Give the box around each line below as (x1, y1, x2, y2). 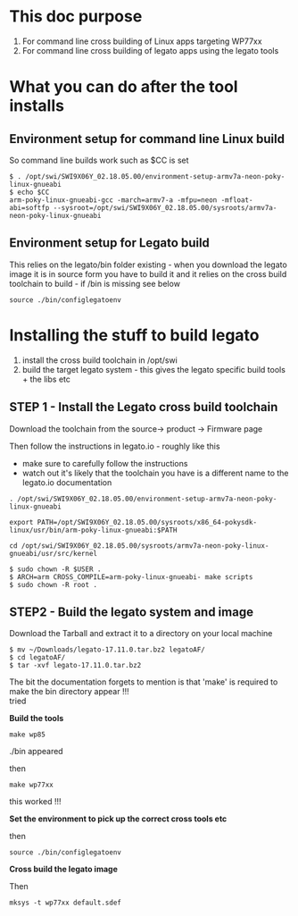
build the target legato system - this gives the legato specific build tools (21, 364, 286, 374)
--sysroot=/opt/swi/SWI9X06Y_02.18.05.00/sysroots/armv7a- (53, 203, 277, 212)
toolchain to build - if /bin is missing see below (9, 278, 181, 289)
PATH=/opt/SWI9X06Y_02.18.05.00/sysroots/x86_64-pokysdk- (37, 517, 257, 526)
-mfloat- (220, 195, 253, 205)
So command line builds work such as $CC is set (9, 155, 189, 165)
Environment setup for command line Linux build (9, 131, 286, 147)
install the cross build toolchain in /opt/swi (21, 355, 178, 366)
